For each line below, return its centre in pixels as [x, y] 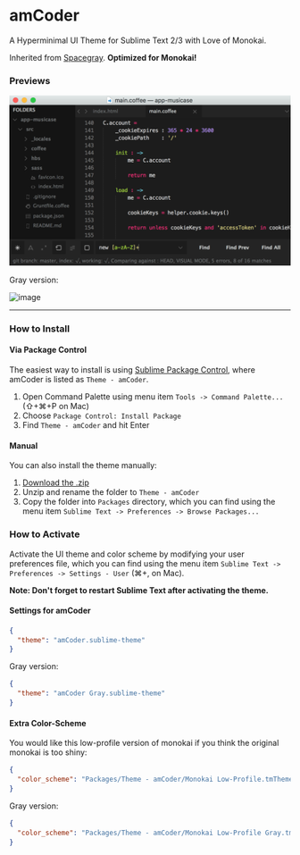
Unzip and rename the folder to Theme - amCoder [111, 492]
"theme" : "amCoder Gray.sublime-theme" [92, 693]
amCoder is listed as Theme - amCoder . [79, 380]
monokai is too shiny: [48, 752]
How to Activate [45, 534]
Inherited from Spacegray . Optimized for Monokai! [103, 57]
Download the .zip [55, 482]
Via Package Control [48, 350]
